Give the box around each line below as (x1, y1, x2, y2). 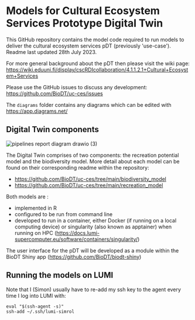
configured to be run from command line (14, 210, 113, 218)
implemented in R (14, 204, 57, 211)
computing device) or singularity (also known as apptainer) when (14, 223, 172, 230)
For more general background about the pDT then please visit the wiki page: (6, 60, 190, 67)
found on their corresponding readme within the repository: (6, 164, 149, 171)
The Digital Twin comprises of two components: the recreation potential (6, 151, 179, 159)
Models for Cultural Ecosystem (6, 4, 160, 18)
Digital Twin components (6, 124, 100, 134)
